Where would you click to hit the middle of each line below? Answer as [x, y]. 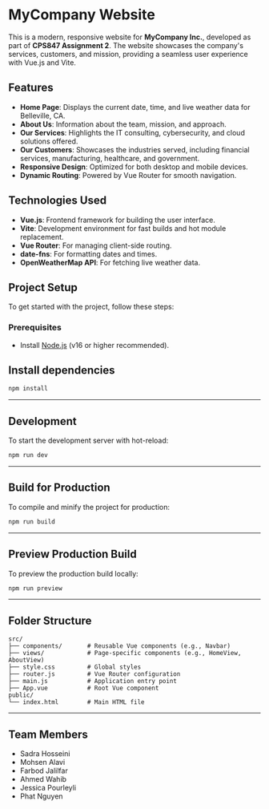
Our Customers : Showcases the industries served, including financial [134, 149]
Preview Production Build [73, 554]
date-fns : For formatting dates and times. [88, 253]
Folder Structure [50, 620]
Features [31, 88]
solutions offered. [49, 141]
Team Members [48, 734]
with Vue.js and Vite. [42, 63]
